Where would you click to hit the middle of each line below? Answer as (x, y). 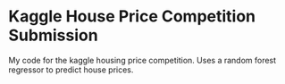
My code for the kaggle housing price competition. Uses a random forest (142, 60)
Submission (54, 35)
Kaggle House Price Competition (132, 17)
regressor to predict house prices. (71, 70)
